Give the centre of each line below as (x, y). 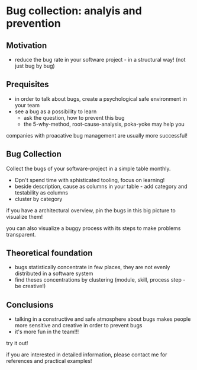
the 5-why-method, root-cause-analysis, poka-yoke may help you (104, 124)
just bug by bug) (35, 66)
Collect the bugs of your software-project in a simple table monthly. (88, 168)
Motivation (27, 45)
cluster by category (38, 199)
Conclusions (30, 304)
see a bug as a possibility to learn (56, 111)
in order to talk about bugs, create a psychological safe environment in (101, 98)
